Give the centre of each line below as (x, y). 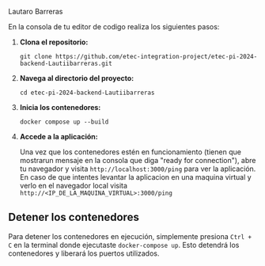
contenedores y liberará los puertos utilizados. (84, 253)
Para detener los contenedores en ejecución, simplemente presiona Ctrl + (130, 236)
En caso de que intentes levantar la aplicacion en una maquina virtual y (135, 177)
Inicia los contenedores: (60, 107)
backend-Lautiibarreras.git (66, 63)
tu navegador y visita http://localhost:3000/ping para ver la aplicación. (138, 169)
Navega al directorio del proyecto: (77, 78)
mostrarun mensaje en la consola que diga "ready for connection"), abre (138, 160)
